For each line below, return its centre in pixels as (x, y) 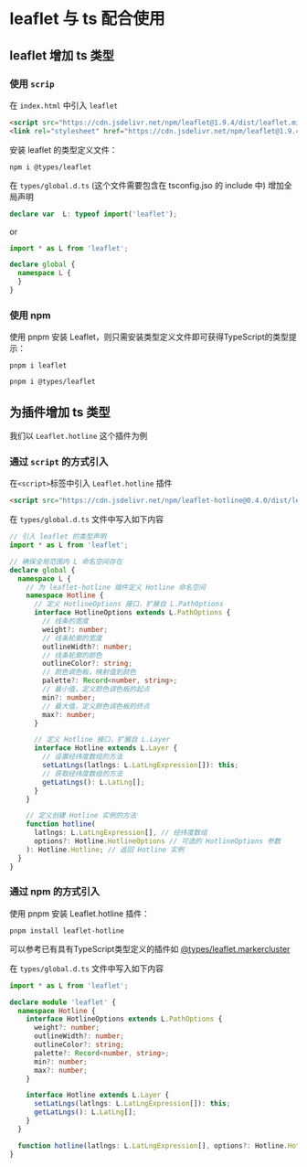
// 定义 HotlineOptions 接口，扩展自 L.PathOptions (128, 605)
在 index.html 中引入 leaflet (64, 105)
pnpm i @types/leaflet (53, 382)
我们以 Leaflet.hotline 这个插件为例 (79, 435)
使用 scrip (32, 83)
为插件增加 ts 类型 (60, 412)
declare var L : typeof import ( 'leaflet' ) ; (94, 214)
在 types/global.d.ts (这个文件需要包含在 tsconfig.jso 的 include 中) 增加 (147, 185)
